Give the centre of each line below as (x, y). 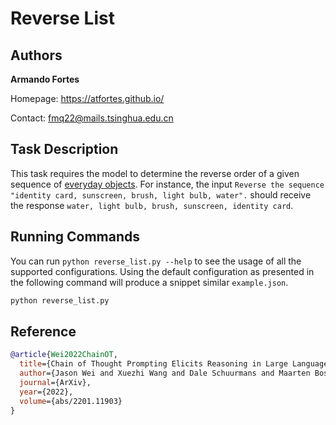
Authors (36, 55)
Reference (43, 331)
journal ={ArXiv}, (55, 382)
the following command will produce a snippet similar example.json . (149, 282)
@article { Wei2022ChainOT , (64, 355)
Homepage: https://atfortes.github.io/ (87, 98)
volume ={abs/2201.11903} (71, 401)
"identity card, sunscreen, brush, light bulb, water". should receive (161, 194)
